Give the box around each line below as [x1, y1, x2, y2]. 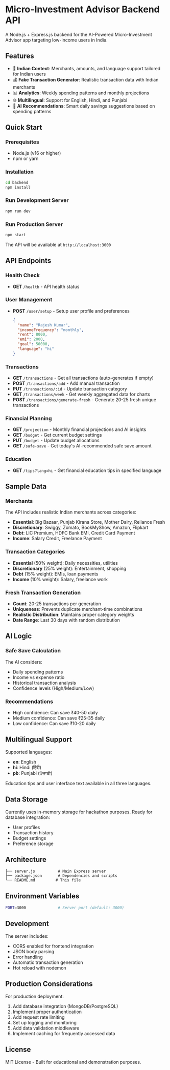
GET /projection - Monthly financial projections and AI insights [12, 426, 147, 433]
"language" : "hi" [17, 346, 55, 352]
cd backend [5, 180, 29, 185]
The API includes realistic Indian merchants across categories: [5, 509, 137, 516]
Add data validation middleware [12, 1025, 80, 1031]
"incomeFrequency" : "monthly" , [17, 327, 84, 333]
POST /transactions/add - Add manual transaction [12, 380, 120, 386]
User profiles [12, 824, 40, 830]
